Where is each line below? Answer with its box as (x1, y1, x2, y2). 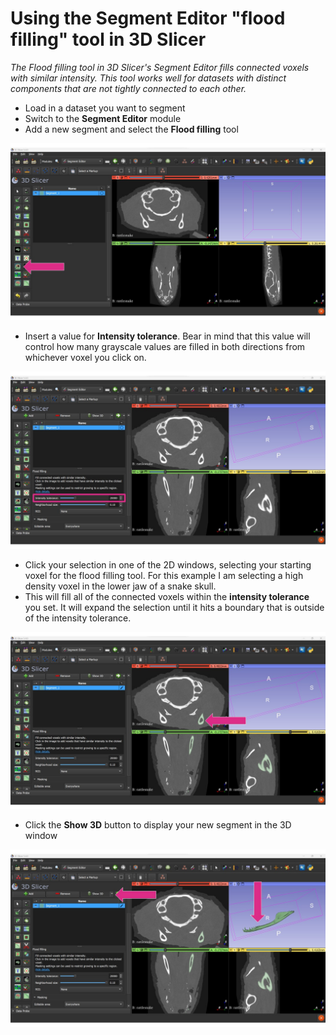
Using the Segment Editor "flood (10, 7, 286, 30)
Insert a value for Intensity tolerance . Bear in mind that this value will (24, 330, 311, 342)
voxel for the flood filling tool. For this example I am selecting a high (24, 569, 304, 581)
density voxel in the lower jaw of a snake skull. (24, 580, 217, 592)
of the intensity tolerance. (24, 612, 132, 624)
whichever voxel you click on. (24, 352, 147, 364)
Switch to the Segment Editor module (24, 112, 182, 124)
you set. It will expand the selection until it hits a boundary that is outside (24, 601, 325, 613)
